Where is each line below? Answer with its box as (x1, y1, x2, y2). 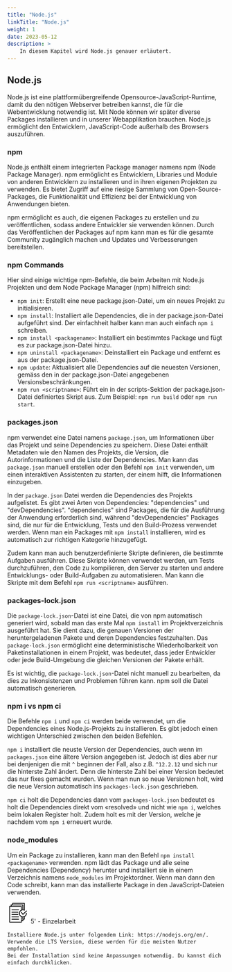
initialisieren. (17, 304, 53, 313)
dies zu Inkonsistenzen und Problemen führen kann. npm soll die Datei (7, 677, 208, 684)
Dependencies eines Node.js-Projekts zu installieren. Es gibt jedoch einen (7, 725, 218, 733)
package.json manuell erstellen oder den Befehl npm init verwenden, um (7, 463, 215, 471)
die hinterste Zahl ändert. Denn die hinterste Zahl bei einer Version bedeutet (7, 768, 224, 776)
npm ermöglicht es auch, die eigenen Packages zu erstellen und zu (7, 213, 199, 222)
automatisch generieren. (7, 684, 78, 692)
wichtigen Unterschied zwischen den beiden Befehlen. (7, 732, 163, 740)
